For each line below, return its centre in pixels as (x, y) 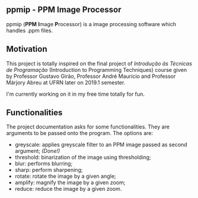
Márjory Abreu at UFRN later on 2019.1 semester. (66, 82)
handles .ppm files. (30, 30)
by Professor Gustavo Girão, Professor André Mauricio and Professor (91, 76)
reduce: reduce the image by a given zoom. (68, 189)
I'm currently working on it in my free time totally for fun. (75, 94)
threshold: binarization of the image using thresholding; (83, 158)
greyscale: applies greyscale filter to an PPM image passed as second (101, 144)
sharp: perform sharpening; (49, 170)
